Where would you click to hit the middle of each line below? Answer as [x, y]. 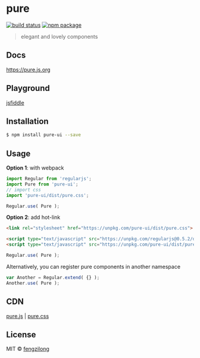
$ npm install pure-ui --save [44, 135]
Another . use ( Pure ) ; [33, 283]
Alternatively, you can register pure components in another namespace [93, 266]
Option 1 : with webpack [35, 168]
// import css [24, 190]
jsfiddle [15, 102]
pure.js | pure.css [28, 316]
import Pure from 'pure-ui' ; [42, 184]
